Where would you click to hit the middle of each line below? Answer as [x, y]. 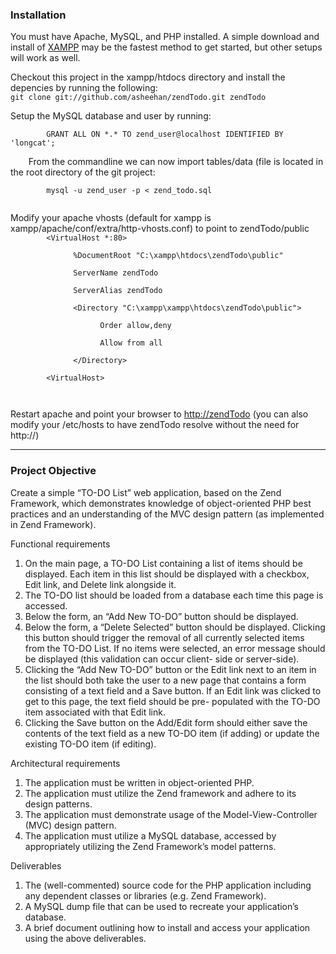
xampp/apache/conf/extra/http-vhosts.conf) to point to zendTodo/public [160, 229]
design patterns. [58, 804]
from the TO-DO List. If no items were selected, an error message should [175, 648]
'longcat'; [33, 143]
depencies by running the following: [84, 88]
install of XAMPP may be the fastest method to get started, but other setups [166, 47]
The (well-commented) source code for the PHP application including [168, 885]
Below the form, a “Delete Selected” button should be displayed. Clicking [175, 627]
